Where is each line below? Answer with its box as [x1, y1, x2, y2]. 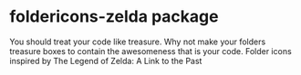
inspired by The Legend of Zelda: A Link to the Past [9, 55, 202, 66]
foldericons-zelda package [9, 6, 219, 27]
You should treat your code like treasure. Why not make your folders [9, 36, 266, 47]
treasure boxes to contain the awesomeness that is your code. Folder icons [9, 45, 292, 56]
